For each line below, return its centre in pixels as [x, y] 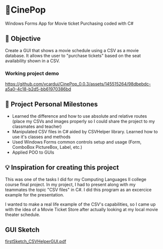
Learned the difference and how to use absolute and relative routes [80, 116]
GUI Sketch [22, 230]
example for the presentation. [35, 195]
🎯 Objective [23, 39]
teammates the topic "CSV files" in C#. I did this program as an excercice [78, 190]
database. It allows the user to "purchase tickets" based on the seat [73, 55]
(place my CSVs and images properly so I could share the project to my [83, 121]
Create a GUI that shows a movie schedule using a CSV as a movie [72, 50]
